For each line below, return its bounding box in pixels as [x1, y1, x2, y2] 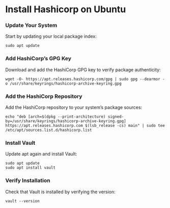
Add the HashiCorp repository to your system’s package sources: [5, 105, 143, 111]
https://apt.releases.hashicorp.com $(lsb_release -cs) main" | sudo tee [5, 123, 165, 128]
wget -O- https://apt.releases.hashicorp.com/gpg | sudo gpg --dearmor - [5, 76, 165, 82]
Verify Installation [5, 177, 50, 184]
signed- [107, 114, 124, 119]
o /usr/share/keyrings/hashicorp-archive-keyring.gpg [5, 81, 122, 86]
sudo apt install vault [5, 165, 56, 170]
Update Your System [5, 22, 58, 29]
